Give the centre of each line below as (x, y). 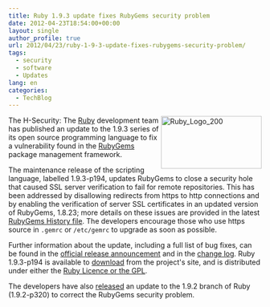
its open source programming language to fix (83, 138)
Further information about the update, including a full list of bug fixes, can (130, 245)
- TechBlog (34, 98)
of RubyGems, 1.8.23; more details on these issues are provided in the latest (134, 212)
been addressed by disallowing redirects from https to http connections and (134, 196)
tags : (17, 53)
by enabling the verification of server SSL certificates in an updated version (133, 204)
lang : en (23, 83)
